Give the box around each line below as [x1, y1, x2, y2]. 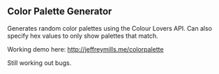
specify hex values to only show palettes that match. [7, 31, 158, 40]
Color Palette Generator [7, 6, 112, 17]
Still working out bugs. [7, 59, 72, 67]
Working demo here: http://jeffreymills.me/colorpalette [7, 45, 164, 53]
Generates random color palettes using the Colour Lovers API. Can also [7, 24, 213, 32]
